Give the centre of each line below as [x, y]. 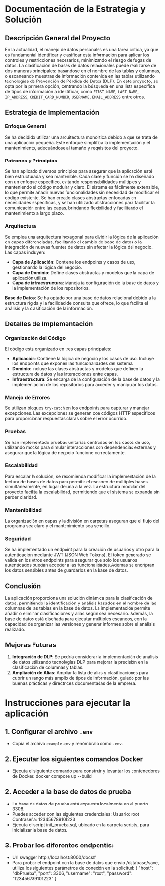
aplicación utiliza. [30, 278]
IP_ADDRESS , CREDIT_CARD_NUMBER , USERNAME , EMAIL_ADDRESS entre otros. [75, 97]
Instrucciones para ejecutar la [68, 703]
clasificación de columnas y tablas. [48, 667]
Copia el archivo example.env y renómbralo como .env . [67, 744]
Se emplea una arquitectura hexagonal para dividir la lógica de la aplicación [82, 237]
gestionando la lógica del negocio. [47, 267]
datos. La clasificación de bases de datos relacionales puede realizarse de [81, 65]
